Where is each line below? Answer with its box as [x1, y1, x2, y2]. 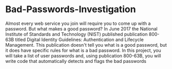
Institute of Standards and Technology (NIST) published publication [5, 31, 148, 37]
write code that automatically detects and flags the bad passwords [5, 58, 146, 64]
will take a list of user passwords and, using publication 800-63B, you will [5, 52, 161, 59]
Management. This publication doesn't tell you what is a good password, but [5, 42, 167, 48]
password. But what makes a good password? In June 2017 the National [5, 25, 158, 31]
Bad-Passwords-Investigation [5, 4, 136, 15]
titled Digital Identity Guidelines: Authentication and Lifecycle [15, 37, 144, 43]
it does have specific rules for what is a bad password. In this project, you [5, 47, 161, 53]
